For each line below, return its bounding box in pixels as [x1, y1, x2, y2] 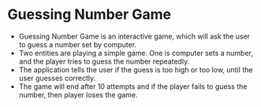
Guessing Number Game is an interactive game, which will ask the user [18, 31, 250, 41]
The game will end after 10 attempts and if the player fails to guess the [18, 81, 248, 91]
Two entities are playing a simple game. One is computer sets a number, [18, 48, 253, 57]
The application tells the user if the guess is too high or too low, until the [18, 65, 253, 74]
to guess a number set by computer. [18, 39, 137, 49]
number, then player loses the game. [18, 90, 139, 99]
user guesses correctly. [18, 73, 96, 83]
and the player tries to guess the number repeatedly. [18, 57, 190, 66]
